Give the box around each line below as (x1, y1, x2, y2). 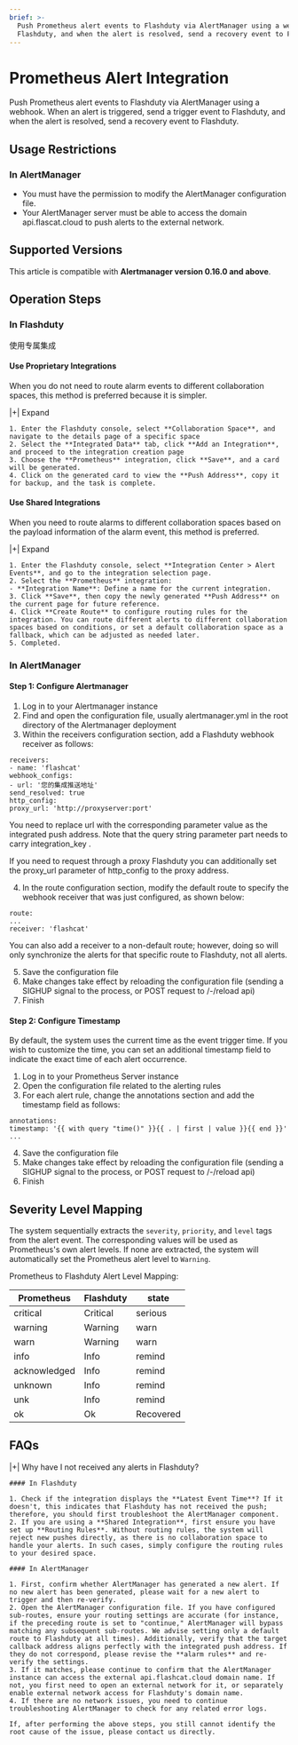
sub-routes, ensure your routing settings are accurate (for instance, (9, 1611, 279, 1620)
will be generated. (9, 463, 82, 472)
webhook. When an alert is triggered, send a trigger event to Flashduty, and (9, 107, 286, 117)
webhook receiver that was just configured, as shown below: (21, 892, 245, 902)
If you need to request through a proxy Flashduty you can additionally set (9, 856, 278, 867)
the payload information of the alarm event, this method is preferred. (9, 526, 260, 537)
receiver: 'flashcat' (9, 924, 90, 933)
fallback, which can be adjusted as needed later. (9, 631, 200, 639)
